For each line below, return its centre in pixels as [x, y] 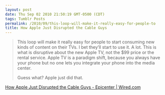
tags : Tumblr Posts [25, 19]
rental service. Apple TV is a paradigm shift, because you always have [89, 58]
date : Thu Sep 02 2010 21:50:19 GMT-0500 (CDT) [55, 14]
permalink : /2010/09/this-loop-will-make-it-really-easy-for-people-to [80, 23]
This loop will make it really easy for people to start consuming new [86, 42]
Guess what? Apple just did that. [50, 78]
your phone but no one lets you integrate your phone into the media [86, 63]
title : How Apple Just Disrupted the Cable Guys [56, 28]
